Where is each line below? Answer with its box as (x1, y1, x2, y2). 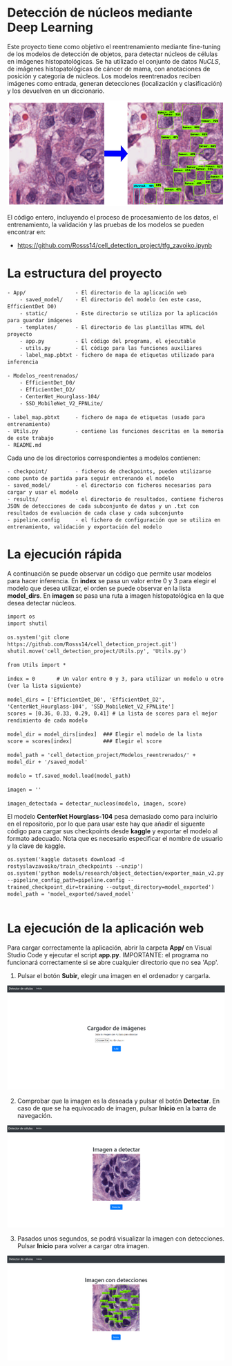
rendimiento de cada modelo (7, 717, 88, 725)
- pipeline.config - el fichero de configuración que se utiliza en (7, 517, 221, 524)
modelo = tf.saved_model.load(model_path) (7, 772, 131, 780)
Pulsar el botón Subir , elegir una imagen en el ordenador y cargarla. (17, 972, 211, 980)
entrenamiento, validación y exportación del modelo (7, 524, 162, 531)
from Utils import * (7, 662, 67, 669)
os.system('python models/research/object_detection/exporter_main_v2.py (7, 870, 224, 877)
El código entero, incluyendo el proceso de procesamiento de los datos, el (7, 213, 219, 222)
